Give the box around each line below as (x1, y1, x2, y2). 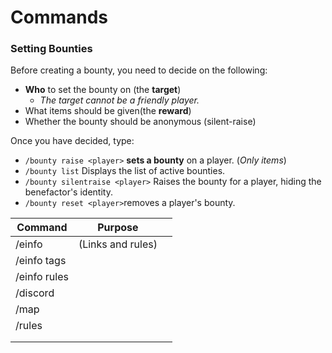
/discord (15, 286, 55, 300)
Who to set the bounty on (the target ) (24, 84, 182, 96)
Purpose (97, 221, 139, 235)
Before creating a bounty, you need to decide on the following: (10, 64, 268, 76)
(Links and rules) (78, 237, 158, 251)
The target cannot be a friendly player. (39, 94, 200, 106)
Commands (10, 6, 109, 29)
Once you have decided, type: (10, 135, 135, 147)
